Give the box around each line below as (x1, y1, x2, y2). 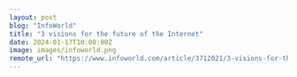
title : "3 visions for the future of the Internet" (9, 29, 203, 38)
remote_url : (9, 54, 53, 63)
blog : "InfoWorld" (9, 21, 77, 30)
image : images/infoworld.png (9, 46, 117, 55)
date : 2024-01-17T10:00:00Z (9, 37, 113, 47)
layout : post (9, 12, 57, 22)
